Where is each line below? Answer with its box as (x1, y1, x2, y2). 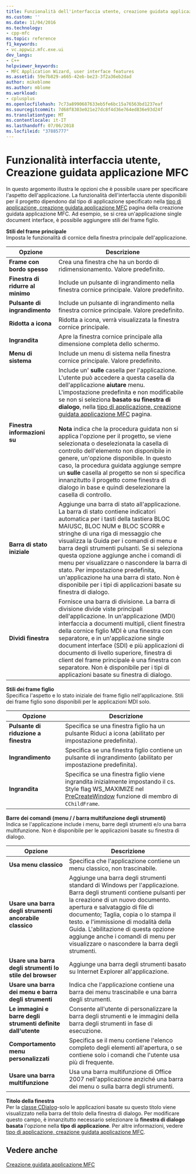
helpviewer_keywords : (6, 63, 59, 69)
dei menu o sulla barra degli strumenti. (69, 1082, 174, 1090)
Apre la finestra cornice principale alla (58, 332, 163, 340)
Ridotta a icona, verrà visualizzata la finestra (58, 316, 180, 324)
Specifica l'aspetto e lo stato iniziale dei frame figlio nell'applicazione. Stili (6, 692, 184, 699)
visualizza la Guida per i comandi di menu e (58, 536, 177, 545)
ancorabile (9, 914, 40, 922)
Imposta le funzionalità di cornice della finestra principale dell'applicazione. (6, 234, 188, 241)
